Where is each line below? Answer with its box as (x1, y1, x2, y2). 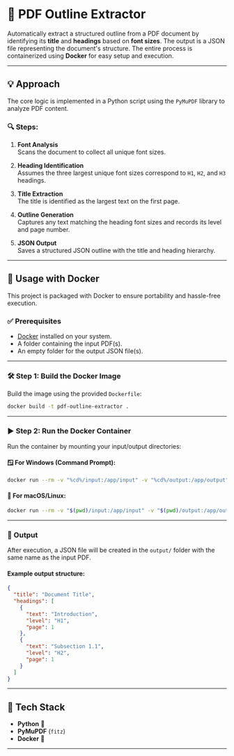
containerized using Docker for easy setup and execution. (7, 52, 174, 60)
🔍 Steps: (7, 122, 38, 132)
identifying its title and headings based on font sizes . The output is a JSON (7, 36, 225, 45)
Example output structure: (7, 569, 86, 578)
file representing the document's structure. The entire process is (7, 44, 193, 52)
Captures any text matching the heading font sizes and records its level (17, 218, 221, 226)
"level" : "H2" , (25, 649, 70, 657)
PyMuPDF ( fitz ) (17, 727, 66, 736)
